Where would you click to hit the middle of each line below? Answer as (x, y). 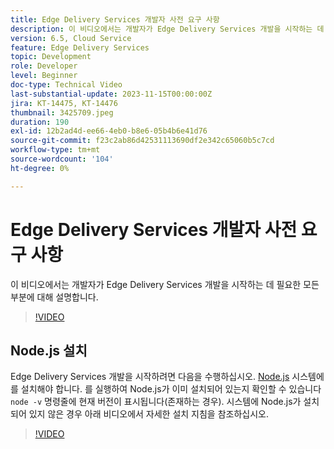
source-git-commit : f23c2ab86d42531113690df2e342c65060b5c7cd (142, 141)
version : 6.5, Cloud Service (71, 38)
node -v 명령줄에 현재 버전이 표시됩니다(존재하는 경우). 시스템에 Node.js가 (156, 402)
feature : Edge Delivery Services (80, 47)
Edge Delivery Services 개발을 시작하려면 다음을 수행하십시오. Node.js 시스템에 (167, 377)
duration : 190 (40, 122)
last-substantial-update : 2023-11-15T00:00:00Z (111, 94)
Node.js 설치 (49, 350)
